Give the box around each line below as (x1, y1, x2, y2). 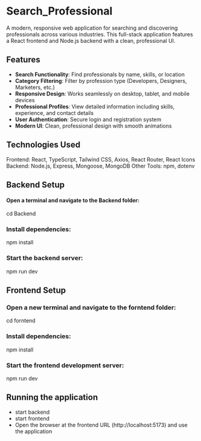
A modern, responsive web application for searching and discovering (6, 24, 178, 31)
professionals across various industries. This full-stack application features (6, 30, 193, 38)
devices (14, 96, 35, 103)
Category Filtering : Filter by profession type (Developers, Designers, (14, 77, 187, 84)
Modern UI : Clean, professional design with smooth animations (14, 122, 172, 129)
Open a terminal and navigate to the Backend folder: (6, 197, 140, 204)
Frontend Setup (6, 286, 66, 296)
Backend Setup (6, 180, 65, 190)
